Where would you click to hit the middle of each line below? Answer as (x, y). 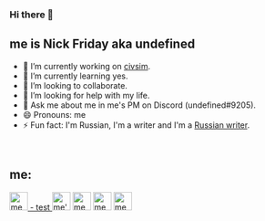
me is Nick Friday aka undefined (102, 44)
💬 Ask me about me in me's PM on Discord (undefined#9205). (139, 105)
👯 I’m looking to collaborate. (75, 85)
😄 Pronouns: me (54, 114)
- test (40, 207)
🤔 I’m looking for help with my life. (86, 95)
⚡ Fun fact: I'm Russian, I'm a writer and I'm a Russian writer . (136, 125)
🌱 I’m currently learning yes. (75, 76)
